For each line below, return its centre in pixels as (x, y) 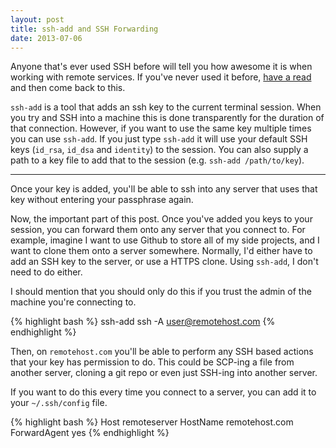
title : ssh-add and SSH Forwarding (84, 29)
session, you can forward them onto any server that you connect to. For (158, 230)
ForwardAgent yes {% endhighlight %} (90, 433)
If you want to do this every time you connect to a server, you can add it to (163, 392)
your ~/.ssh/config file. (59, 403)
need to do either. (46, 272)
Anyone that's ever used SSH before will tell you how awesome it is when (161, 67)
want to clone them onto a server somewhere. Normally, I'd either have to (161, 251)
